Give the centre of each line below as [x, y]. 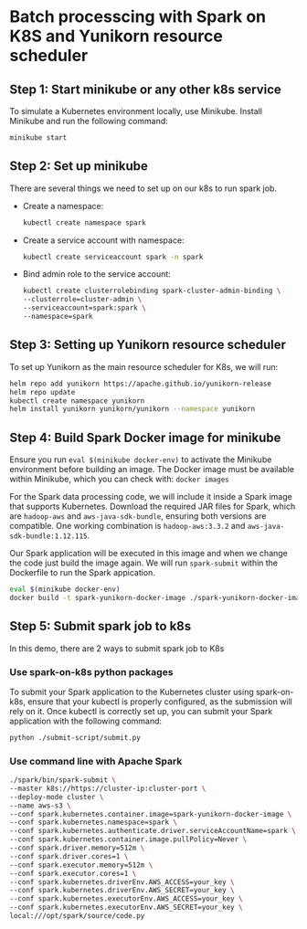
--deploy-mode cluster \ [57, 797]
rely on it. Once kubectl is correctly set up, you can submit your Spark [141, 711]
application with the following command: [86, 721]
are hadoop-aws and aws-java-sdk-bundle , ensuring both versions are [138, 516]
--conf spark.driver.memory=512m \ [77, 848]
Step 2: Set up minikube [79, 166]
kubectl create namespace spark [84, 222]
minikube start [38, 138]
